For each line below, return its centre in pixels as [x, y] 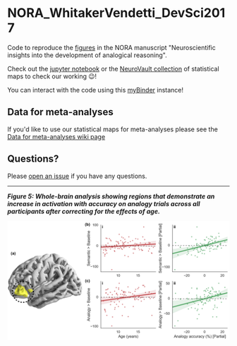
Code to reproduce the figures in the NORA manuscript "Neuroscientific [112, 47]
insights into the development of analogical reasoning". [87, 55]
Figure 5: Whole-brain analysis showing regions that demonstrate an [111, 196]
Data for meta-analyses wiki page [56, 136]
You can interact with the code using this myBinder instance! [96, 90]
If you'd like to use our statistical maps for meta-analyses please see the [113, 129]
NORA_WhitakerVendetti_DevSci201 [116, 13]
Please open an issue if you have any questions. [77, 176]
